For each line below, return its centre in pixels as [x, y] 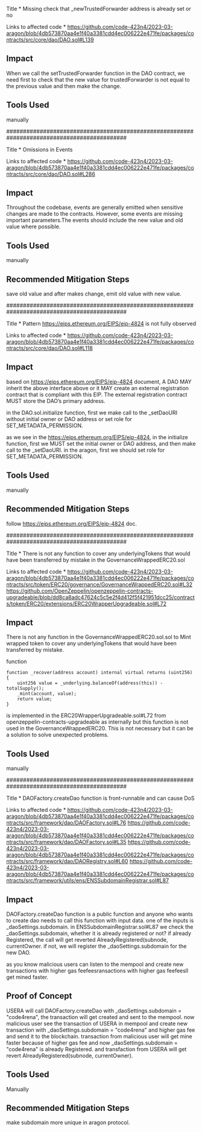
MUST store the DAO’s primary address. [56, 400]
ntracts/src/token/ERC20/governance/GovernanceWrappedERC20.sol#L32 [99, 584]
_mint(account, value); [47, 694]
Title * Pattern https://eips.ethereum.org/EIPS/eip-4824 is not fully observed [101, 324]
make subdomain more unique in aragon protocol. [68, 1122]
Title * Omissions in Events [39, 149]
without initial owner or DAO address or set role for [69, 419]
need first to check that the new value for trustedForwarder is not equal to [98, 79]
